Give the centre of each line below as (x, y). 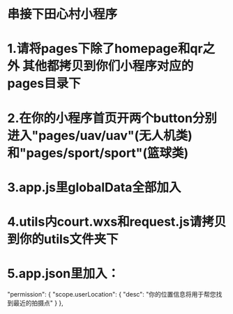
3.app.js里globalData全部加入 (94, 187)
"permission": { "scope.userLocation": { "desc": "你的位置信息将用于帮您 (112, 294)
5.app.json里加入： (63, 274)
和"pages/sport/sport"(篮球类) (98, 153)
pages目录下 (44, 84)
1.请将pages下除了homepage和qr (105, 49)
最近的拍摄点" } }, (38, 303)
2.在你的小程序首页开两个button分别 (112, 118)
